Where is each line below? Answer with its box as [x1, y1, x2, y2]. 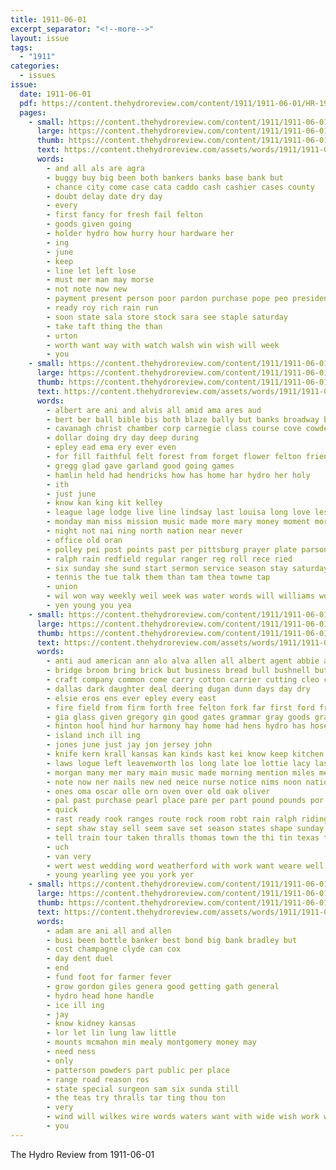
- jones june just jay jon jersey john [46, 740, 213, 750]
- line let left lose [46, 266, 137, 276]
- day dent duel [46, 954, 114, 964]
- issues [19, 71, 56, 81]
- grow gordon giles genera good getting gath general [46, 981, 280, 991]
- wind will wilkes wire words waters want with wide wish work [46, 1112, 320, 1122]
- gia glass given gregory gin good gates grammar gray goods [46, 712, 311, 722]
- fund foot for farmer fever [46, 972, 172, 982]
